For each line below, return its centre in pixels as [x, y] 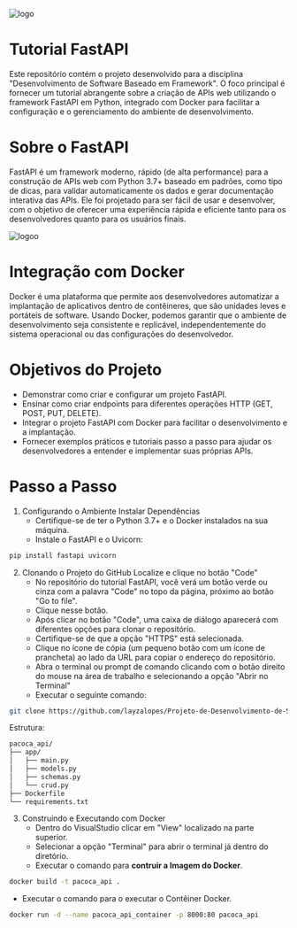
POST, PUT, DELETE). [61, 413]
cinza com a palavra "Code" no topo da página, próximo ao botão [154, 591]
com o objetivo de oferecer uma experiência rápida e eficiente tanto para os [148, 209]
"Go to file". [56, 600]
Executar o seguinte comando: [91, 694]
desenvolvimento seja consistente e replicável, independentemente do [138, 324]
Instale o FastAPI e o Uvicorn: [89, 539]
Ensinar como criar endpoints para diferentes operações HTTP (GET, [147, 404]
